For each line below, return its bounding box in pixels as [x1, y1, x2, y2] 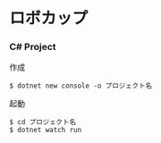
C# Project [9, 41, 56, 54]
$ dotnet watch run [9, 126, 82, 135]
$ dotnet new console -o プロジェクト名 [9, 81, 153, 90]
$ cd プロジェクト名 [9, 118, 77, 127]
